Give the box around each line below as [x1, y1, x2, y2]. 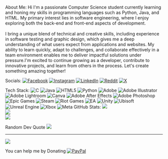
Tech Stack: [5, 87, 30, 93]
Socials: [5, 77, 21, 83]
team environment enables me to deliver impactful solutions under [5, 52, 141, 58]
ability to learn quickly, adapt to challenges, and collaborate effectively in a [5, 47, 159, 52]
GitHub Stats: [73, 104, 101, 109]
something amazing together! [5, 68, 66, 74]
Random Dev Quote [5, 124, 46, 130]
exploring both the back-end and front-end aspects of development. [5, 20, 146, 26]
